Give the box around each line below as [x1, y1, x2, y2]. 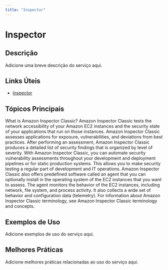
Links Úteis [5, 77, 41, 85]
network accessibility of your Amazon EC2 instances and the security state [5, 123, 160, 129]
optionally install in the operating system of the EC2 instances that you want [5, 177, 161, 183]
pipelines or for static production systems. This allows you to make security [5, 161, 161, 167]
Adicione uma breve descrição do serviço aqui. [5, 62, 102, 68]
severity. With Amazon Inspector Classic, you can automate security [5, 150, 146, 156]
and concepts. [5, 203, 35, 209]
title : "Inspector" [5, 7, 46, 13]
